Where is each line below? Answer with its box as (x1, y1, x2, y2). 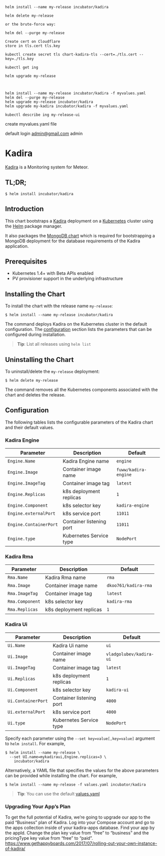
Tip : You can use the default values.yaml (17, 790, 100, 796)
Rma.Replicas (7, 607, 38, 613)
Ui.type (7, 720, 26, 726)
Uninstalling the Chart (5, 355, 74, 364)
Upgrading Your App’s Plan (5, 803, 71, 810)
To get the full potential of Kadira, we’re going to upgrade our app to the (5, 814, 151, 820)
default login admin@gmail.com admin (5, 131, 83, 136)
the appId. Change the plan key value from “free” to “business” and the (5, 830, 149, 836)
